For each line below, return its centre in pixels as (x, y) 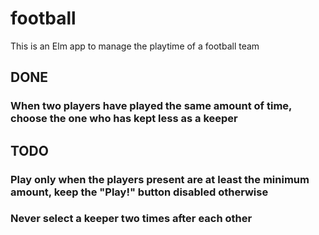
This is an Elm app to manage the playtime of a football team (135, 46)
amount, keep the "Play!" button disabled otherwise (139, 192)
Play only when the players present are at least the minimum (160, 179)
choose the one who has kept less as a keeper (124, 119)
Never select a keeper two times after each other (131, 219)
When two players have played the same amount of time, (151, 106)
